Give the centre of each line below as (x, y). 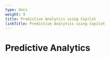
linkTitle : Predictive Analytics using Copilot (55, 24)
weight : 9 (15, 14)
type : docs (16, 10)
